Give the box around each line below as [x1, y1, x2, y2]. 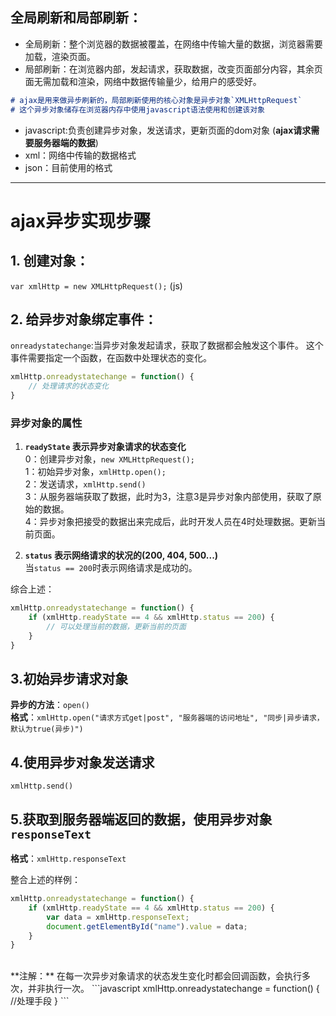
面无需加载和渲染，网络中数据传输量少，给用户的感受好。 [24, 75, 262, 87]
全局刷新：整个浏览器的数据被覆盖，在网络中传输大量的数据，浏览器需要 [24, 38, 323, 50]
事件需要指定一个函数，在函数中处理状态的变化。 [10, 352, 212, 364]
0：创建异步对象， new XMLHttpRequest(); [24, 453, 195, 465]
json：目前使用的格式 [24, 161, 113, 173]
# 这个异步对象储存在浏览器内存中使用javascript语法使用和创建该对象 [10, 104, 265, 115]
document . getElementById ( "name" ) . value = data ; [46, 921, 248, 932]
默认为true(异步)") [10, 724, 84, 735]
